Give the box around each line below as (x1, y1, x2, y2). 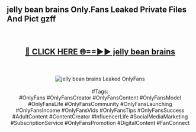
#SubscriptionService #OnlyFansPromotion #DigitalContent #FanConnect (10, 119, 190, 126)
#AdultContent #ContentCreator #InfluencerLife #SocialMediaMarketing (12, 112, 188, 120)
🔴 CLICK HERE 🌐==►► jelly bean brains (25, 47, 175, 57)
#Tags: (91, 88, 109, 95)
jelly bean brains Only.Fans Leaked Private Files (7, 5, 187, 15)
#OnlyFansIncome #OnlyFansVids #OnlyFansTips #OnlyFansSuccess (15, 107, 185, 114)
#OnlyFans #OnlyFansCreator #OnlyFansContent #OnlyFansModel (19, 94, 181, 101)
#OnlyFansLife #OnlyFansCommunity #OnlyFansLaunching (28, 100, 172, 107)
